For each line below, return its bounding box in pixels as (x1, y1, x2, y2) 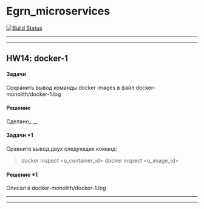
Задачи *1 (6, 132, 33, 139)
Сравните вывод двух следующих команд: (6, 145, 117, 152)
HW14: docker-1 (6, 53, 69, 64)
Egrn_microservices (6, 4, 110, 18)
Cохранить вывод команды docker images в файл (6, 84, 135, 91)
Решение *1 (6, 171, 38, 178)
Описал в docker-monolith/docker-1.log (6, 184, 106, 192)
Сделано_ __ (6, 117, 38, 125)
